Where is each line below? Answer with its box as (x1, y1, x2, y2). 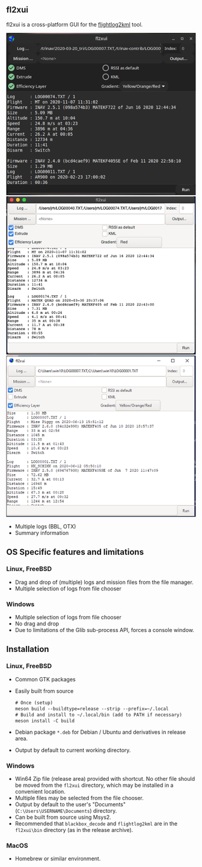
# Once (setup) (14, 700, 54, 706)
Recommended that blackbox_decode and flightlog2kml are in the (14, 820, 178, 827)
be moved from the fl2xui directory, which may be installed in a (14, 781, 174, 789)
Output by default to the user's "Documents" (14, 801, 126, 808)
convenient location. (14, 788, 66, 795)
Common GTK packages (14, 675, 76, 683)
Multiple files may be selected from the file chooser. (14, 795, 144, 802)
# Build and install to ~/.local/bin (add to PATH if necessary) (14, 712, 182, 718)
